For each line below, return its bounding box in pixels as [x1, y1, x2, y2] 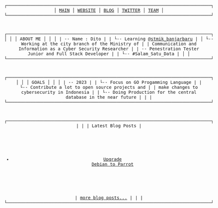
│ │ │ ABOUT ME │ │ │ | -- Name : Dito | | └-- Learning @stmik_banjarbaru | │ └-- [4, 36, 214, 42]
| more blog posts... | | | [74, 195, 143, 201]
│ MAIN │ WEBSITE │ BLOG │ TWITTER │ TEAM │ [54, 7, 164, 13]
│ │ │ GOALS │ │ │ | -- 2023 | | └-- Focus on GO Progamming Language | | [15, 79, 202, 85]
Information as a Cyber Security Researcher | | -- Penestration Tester [18, 46, 199, 52]
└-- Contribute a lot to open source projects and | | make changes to [19, 84, 198, 90]
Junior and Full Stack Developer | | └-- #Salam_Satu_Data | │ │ [27, 51, 190, 57]
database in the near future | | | [66, 94, 152, 100]
